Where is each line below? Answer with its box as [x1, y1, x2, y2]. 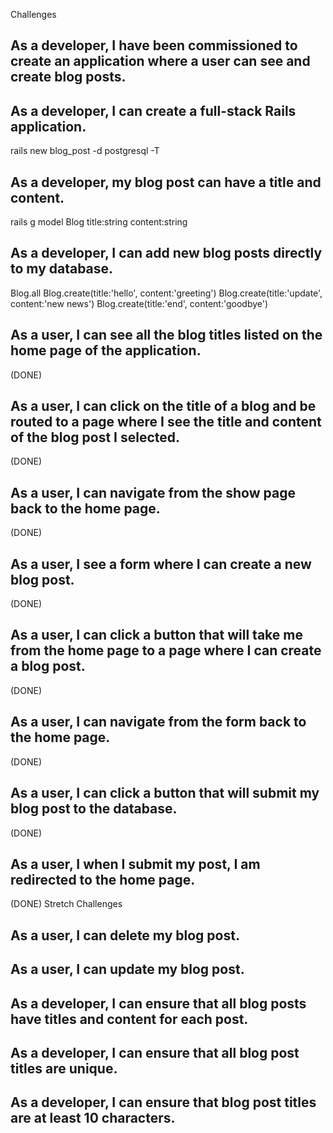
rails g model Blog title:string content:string [10, 216, 188, 228]
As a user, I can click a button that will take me [10, 627, 303, 644]
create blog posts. [10, 69, 127, 86]
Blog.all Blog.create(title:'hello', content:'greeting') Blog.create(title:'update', [10, 287, 323, 299]
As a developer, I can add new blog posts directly [10, 245, 323, 262]
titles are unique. [10, 1060, 118, 1077]
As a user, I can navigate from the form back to [10, 714, 307, 731]
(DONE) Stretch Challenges [10, 898, 123, 910]
